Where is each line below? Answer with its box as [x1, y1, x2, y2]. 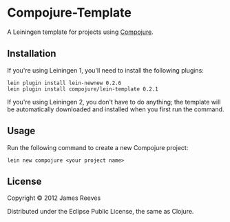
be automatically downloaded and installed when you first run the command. [7, 105, 224, 113]
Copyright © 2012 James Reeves [7, 194, 101, 202]
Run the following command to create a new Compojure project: [7, 143, 189, 151]
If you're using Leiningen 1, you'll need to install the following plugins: [7, 66, 205, 74]
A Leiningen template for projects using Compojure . [7, 28, 154, 36]
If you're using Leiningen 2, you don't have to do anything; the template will [7, 98, 221, 106]
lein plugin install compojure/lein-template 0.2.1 [7, 85, 158, 93]
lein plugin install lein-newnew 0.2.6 [7, 80, 122, 86]
